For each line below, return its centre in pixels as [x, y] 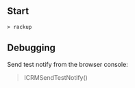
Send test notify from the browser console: [67, 64]
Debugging [32, 48]
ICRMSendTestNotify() [56, 77]
